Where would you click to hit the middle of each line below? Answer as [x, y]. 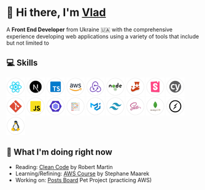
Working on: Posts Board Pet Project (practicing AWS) [83, 180]
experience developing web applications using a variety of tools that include [103, 36]
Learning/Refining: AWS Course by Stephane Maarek [82, 173]
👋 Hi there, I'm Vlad [56, 13]
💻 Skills [22, 63]
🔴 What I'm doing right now [59, 152]
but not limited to [28, 43]
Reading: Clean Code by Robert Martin [64, 167]
